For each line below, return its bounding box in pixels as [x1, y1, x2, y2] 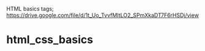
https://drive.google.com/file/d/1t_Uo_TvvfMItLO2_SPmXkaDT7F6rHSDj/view [6, 12, 199, 19]
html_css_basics [6, 33, 94, 47]
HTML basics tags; [6, 5, 54, 12]
